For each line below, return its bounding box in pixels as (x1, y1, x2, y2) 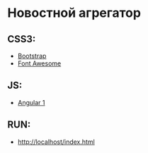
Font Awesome (17, 59, 62, 68)
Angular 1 (17, 98, 45, 106)
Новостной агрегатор (7, 5, 142, 21)
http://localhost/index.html (17, 137, 96, 146)
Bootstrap (17, 51, 47, 60)
